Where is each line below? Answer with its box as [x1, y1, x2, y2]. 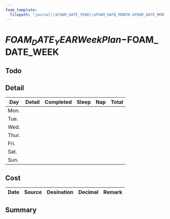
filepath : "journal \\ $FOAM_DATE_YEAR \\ [10, 12, 94, 17]
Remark [103, 189, 122, 196]
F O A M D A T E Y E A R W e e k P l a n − [5, 34, 127, 47]
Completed [45, 99, 72, 106]
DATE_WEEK [5, 47, 59, 58]
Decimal [78, 189, 99, 196]
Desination [47, 189, 74, 196]
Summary [5, 205, 37, 214]
